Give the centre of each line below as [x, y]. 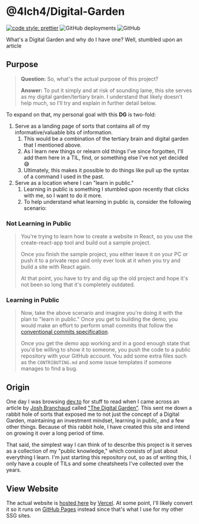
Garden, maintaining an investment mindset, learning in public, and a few [95, 421]
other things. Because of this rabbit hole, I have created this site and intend [98, 427]
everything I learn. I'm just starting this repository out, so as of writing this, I [99, 457]
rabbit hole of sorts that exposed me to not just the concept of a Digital [93, 414]
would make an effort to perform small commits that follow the [97, 326]
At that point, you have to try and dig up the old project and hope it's [104, 279]
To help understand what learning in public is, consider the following [107, 201]
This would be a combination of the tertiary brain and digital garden [106, 138]
